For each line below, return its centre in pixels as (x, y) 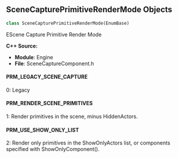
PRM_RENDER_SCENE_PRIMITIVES (49, 103)
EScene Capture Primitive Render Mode (54, 34)
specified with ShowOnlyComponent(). (53, 149)
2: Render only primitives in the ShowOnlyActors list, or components (88, 143)
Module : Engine (34, 57)
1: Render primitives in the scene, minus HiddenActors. (72, 116)
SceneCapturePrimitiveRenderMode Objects (89, 10)
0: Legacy (18, 90)
